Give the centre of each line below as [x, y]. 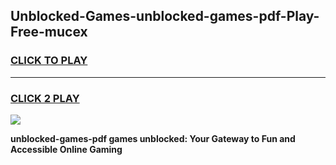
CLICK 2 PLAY [45, 98]
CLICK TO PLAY [49, 61]
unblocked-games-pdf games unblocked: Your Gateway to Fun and [153, 138]
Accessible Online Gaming [66, 149]
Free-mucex [49, 32]
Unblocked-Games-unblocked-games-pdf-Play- [165, 16]
